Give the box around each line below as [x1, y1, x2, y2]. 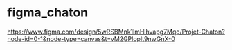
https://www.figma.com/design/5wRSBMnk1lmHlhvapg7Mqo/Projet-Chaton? [7, 27, 225, 36]
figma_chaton [7, 5, 89, 21]
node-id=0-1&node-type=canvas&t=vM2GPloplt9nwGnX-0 [7, 34, 175, 42]
